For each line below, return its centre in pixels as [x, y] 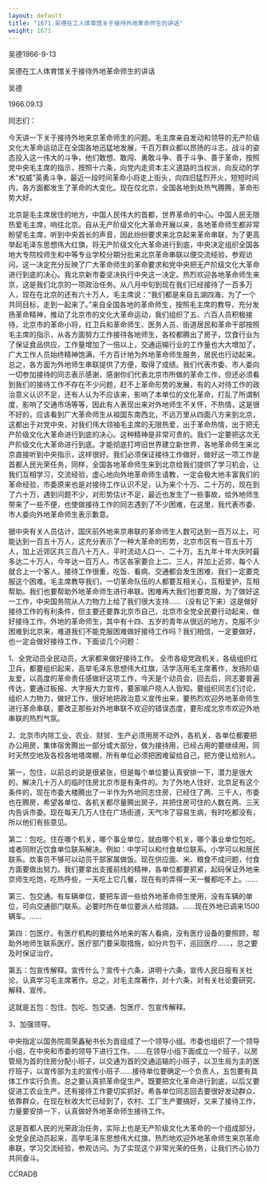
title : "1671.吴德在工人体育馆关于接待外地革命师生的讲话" [96, 23]
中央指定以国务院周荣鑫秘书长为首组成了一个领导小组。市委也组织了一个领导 [134, 1041]
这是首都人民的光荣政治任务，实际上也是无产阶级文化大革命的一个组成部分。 [134, 1128]
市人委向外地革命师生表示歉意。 [61, 515]
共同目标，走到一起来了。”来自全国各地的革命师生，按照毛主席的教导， [124, 305]
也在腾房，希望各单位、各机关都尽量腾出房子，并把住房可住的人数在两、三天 [134, 802]
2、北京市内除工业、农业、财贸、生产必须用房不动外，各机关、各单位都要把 [133, 736]
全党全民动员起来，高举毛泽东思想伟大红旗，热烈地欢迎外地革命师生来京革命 [134, 1138]
